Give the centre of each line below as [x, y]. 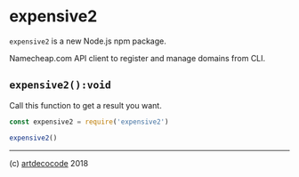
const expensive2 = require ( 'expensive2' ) [89, 122]
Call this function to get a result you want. [85, 105]
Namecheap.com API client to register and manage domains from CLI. [137, 58]
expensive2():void [60, 85]
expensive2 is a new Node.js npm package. [88, 41]
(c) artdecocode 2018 [49, 163]
